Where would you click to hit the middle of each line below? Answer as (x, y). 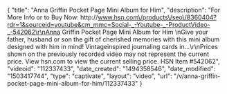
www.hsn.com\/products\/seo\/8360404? (157, 17)
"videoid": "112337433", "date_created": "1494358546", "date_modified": (111, 69)
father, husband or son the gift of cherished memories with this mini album (113, 39)
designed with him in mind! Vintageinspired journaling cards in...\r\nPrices (112, 47)
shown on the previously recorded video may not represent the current (108, 54)
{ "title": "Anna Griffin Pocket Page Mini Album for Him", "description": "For (114, 10)
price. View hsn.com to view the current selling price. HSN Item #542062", (113, 61)
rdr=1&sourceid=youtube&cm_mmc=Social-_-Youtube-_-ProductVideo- (109, 25)
